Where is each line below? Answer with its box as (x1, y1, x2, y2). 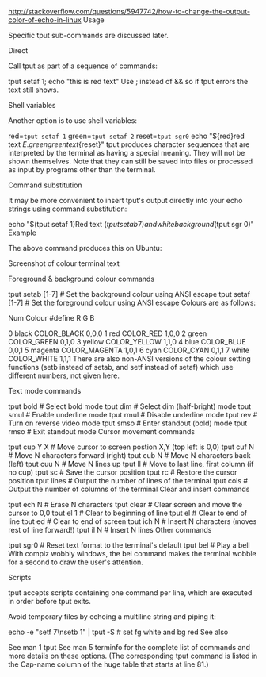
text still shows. (8, 85, 59, 94)
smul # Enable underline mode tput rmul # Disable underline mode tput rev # (8, 410, 258, 419)
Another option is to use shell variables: (8, 116, 137, 125)
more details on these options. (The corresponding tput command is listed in (8, 651, 258, 660)
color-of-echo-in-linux (8, 15, 82, 25)
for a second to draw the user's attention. (8, 557, 144, 567)
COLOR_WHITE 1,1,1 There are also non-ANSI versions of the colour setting (8, 354, 251, 364)
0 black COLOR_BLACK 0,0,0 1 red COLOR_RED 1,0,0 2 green (8, 329, 207, 338)
